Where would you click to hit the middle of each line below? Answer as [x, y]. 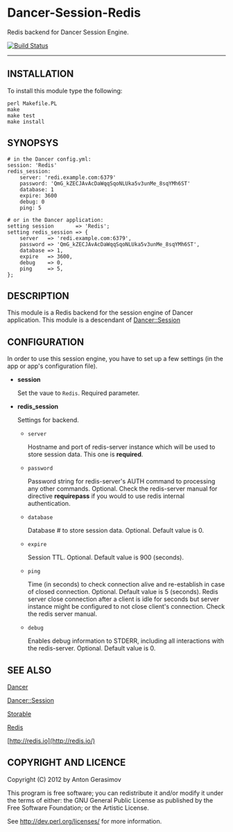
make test [21, 115]
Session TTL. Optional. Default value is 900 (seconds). [105, 557]
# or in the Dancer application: [55, 220]
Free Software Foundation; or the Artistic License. [78, 808]
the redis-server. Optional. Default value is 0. [92, 648]
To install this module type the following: [65, 90]
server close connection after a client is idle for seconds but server [123, 599]
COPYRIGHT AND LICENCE [67, 763]
